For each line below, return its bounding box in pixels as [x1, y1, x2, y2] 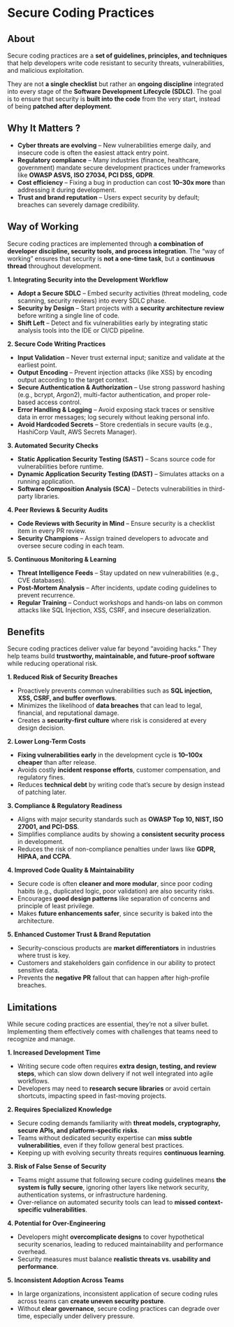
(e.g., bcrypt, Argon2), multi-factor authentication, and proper [17, 390, 196, 398]
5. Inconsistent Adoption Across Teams [7, 1276, 124, 1284]
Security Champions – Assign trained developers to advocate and [17, 534, 209, 542]
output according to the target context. [17, 375, 129, 384]
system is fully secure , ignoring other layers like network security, [17, 1183, 210, 1192]
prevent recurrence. [17, 590, 75, 599]
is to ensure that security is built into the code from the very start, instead [7, 95, 221, 103]
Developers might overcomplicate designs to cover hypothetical [17, 1232, 205, 1241]
